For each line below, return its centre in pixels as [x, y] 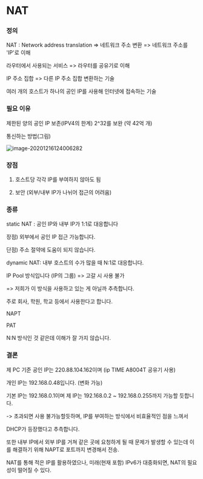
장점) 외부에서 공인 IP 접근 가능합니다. [51, 237]
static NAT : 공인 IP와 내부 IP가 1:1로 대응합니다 [62, 224]
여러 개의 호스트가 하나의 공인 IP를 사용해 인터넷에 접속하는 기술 [81, 91]
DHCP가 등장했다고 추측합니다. [43, 429]
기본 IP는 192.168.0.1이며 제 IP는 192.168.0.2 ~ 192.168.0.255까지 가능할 [92, 395]
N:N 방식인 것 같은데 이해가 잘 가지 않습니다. [58, 338]
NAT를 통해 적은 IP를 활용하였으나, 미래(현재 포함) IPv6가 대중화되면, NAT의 [96, 462]
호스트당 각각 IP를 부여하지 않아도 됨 [58, 179]
